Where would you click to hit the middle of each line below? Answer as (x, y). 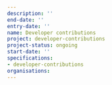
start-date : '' (29, 52)
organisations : (29, 71)
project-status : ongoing (42, 45)
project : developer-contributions (56, 39)
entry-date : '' (29, 26)
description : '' (30, 13)
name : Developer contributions (52, 33)
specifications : (30, 58)
